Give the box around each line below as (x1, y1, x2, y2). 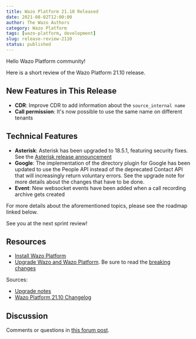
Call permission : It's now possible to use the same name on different (14, 108, 182, 115)
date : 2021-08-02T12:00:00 (6, 14, 72, 20)
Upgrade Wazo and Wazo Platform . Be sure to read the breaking (14, 258, 171, 265)
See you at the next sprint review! (6, 220, 88, 227)
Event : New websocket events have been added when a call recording (14, 184, 187, 191)
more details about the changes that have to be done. (14, 178, 145, 185)
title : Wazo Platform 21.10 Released (6, 8, 99, 15)
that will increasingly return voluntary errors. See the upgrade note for (14, 172, 185, 179)
